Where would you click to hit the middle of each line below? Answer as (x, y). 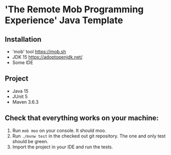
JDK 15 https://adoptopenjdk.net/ (47, 57)
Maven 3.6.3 (25, 102)
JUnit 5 (20, 96)
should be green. (30, 141)
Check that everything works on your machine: (82, 118)
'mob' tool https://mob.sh (39, 52)
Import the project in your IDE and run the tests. (63, 147)
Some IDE (23, 62)
